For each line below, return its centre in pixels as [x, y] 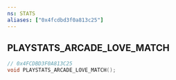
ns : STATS [21, 13]
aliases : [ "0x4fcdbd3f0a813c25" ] [55, 20]
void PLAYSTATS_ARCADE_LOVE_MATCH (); [62, 70]
